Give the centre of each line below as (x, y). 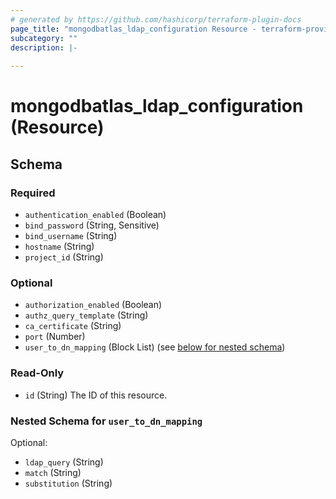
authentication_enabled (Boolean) (95, 214)
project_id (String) (64, 257)
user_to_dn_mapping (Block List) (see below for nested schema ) (155, 347)
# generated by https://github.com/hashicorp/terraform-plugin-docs (156, 19)
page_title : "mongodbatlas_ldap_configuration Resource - (133, 29)
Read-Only (37, 373)
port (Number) (55, 337)
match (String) (53, 472)
